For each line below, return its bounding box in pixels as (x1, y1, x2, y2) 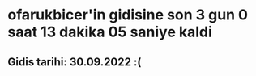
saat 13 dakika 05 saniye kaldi (7, 23, 212, 41)
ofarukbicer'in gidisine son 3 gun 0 (7, 6, 249, 24)
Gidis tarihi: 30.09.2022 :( (7, 55, 142, 69)
